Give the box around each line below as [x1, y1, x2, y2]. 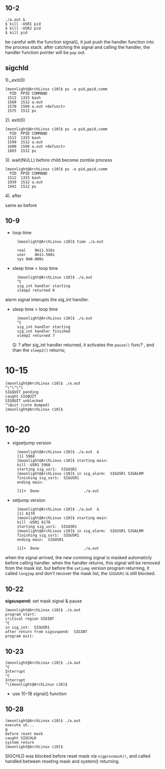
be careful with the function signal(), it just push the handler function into [5, 39, 155, 45]
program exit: [5, 634, 35, 639]
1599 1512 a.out [7, 139, 43, 144]
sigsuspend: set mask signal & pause [5, 598, 82, 604]
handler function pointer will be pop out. [5, 49, 86, 55]
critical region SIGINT [5, 616, 55, 622]
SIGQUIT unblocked [5, 398, 43, 403]
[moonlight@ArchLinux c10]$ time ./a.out [17, 239, 104, 245]
